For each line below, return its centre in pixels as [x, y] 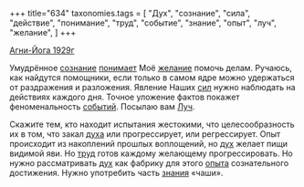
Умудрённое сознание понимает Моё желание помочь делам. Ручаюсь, [151, 68]
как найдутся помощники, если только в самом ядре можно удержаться [152, 78]
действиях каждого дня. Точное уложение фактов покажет [125, 97]
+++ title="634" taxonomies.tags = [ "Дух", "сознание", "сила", [130, 13]
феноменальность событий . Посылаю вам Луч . [102, 107]
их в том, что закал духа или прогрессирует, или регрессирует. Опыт [145, 134]
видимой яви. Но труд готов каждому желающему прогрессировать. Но [152, 153]
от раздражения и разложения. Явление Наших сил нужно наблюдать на [152, 87]
